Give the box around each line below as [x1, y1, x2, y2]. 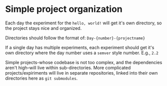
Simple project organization [5, 3, 122, 15]
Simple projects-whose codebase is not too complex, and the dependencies [5, 59, 162, 65]
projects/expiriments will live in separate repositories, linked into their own [5, 70, 158, 76]
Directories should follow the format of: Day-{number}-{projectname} [5, 35, 145, 41]
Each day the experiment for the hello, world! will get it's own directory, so [5, 20, 162, 26]
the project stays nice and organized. [5, 25, 82, 31]
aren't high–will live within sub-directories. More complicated [5, 65, 131, 71]
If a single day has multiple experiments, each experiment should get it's [5, 44, 154, 50]
